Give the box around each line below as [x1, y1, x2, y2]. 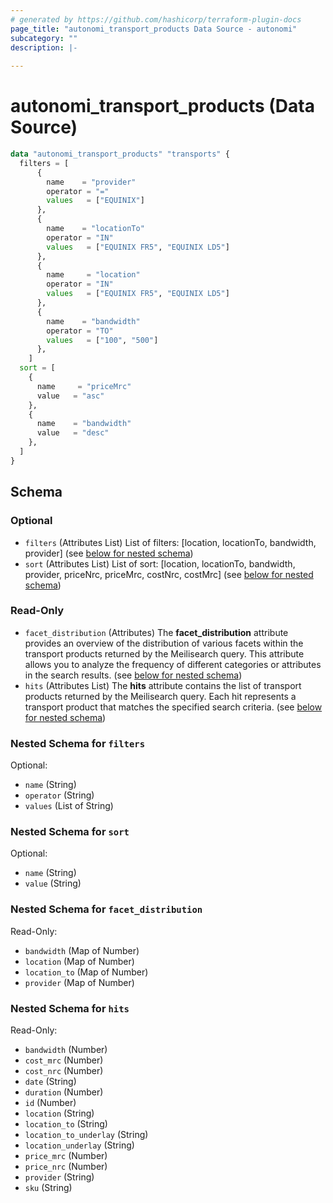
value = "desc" [36, 428, 110, 438]
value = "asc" [36, 391, 105, 401]
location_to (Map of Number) [24, 966, 149, 978]
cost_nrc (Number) [24, 1064, 104, 1076]
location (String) [24, 1107, 95, 1119]
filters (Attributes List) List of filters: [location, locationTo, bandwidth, [24, 536, 317, 548]
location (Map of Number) [24, 955, 135, 967]
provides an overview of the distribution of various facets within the [24, 637, 304, 649]
